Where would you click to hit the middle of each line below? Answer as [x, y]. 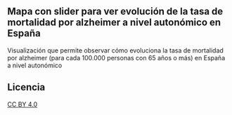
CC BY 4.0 [22, 104]
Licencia [26, 87]
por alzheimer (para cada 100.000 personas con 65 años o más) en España [116, 57]
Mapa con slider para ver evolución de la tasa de [115, 12]
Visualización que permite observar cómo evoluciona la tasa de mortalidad [115, 50]
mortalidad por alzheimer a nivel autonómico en [114, 23]
